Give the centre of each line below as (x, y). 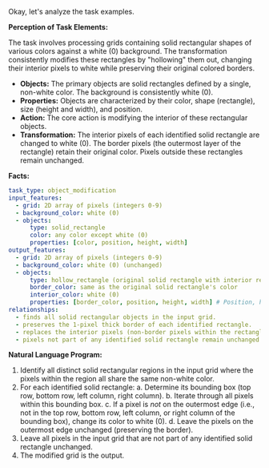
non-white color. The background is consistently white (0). (116, 92)
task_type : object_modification (62, 191)
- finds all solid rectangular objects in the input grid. (116, 317)
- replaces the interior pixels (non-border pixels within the (123, 332)
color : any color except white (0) (89, 236)
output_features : (37, 250)
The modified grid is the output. (72, 455)
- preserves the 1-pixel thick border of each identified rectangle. (134, 325)
